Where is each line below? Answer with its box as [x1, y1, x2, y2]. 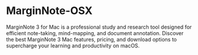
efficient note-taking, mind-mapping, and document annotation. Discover [6, 29, 184, 36]
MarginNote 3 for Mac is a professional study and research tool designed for [6, 23, 192, 30]
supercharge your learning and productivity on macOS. [6, 42, 140, 49]
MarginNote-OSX [6, 4, 93, 18]
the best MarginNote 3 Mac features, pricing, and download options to [6, 36, 177, 43]
